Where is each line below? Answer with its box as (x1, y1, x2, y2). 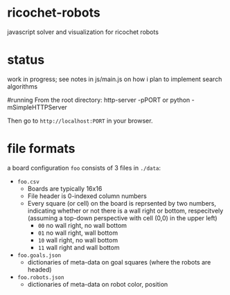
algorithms (7, 82, 38, 91)
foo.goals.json (17, 251, 62, 259)
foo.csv (17, 178, 39, 185)
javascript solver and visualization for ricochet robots (7, 28, 159, 36)
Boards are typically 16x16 (27, 184, 103, 193)
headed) (27, 265, 52, 274)
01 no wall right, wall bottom (37, 229, 118, 237)
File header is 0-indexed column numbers (27, 192, 147, 200)
